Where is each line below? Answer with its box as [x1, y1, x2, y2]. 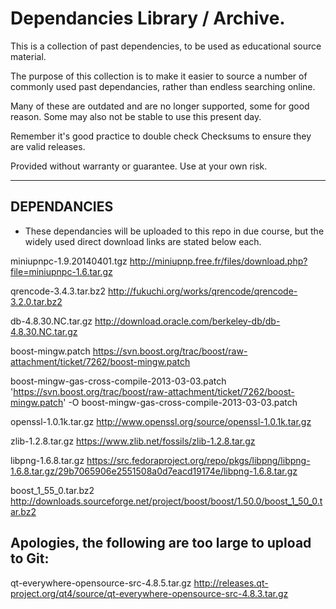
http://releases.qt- [193, 577, 269, 589]
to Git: [10, 550, 50, 567]
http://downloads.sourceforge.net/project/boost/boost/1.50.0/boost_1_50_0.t [10, 495, 323, 507]
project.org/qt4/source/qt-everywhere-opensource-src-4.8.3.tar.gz [10, 587, 289, 599]
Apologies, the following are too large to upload [10, 535, 312, 552]
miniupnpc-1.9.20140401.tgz [10, 255, 128, 267]
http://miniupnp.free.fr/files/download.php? [129, 255, 308, 267]
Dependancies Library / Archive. [10, 7, 286, 30]
